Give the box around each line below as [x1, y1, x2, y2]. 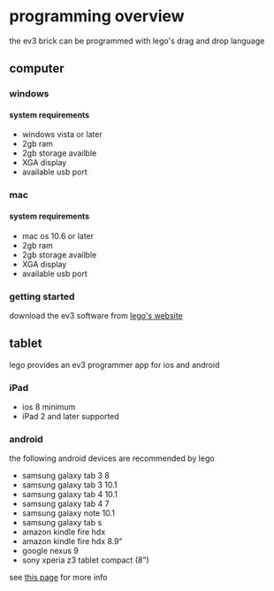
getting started [9, 290, 75, 303]
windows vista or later [21, 129, 103, 140]
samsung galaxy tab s [21, 518, 103, 528]
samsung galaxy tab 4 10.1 [21, 489, 118, 500]
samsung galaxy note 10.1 [21, 508, 115, 518]
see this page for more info [9, 572, 108, 583]
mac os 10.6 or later [21, 230, 95, 241]
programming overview [9, 6, 185, 27]
